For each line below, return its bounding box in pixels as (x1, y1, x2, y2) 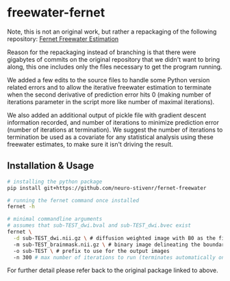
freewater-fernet (7, 5, 105, 21)
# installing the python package (7, 178, 103, 185)
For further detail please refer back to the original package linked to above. (7, 266, 218, 275)
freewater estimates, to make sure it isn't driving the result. (7, 140, 173, 148)
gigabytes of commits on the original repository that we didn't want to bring (7, 55, 220, 63)
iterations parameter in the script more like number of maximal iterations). (7, 97, 215, 106)
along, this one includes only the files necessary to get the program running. (7, 62, 222, 71)
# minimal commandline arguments (7, 216, 103, 223)
